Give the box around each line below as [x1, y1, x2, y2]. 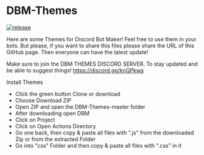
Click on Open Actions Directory [15, 122, 96, 129]
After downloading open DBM [15, 109, 90, 117]
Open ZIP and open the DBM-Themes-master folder [15, 103, 146, 110]
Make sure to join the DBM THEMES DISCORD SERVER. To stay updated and [6, 60, 198, 67]
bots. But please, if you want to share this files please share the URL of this [6, 42, 195, 49]
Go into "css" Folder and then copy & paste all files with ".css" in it [15, 142, 181, 149]
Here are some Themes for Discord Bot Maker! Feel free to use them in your [6, 35, 197, 43]
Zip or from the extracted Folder [15, 135, 96, 143]
